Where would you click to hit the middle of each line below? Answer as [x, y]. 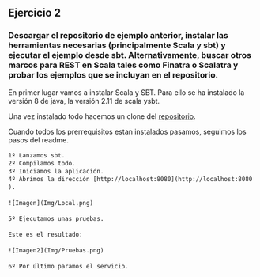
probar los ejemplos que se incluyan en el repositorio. [113, 75]
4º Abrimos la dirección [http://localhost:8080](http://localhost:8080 [130, 179]
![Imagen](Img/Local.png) [51, 203]
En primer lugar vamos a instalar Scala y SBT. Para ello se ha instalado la [126, 92]
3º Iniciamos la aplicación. [56, 171]
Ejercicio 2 [35, 13]
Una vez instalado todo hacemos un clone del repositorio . [102, 116]
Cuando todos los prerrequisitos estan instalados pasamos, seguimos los [127, 131]
